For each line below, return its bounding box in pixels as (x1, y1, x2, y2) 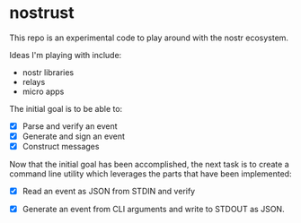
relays (22, 76, 46, 87)
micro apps (22, 86, 65, 97)
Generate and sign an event (22, 131, 126, 142)
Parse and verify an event (22, 120, 119, 132)
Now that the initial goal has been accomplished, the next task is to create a (9, 159, 289, 170)
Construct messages (22, 142, 100, 152)
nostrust (9, 3, 75, 23)
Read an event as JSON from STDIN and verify (22, 186, 196, 197)
